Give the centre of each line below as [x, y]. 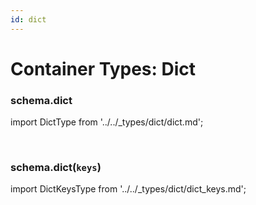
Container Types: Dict [103, 68]
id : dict [28, 19]
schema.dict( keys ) [56, 168]
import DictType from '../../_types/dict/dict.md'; [107, 122]
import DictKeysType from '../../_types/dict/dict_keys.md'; [128, 189]
